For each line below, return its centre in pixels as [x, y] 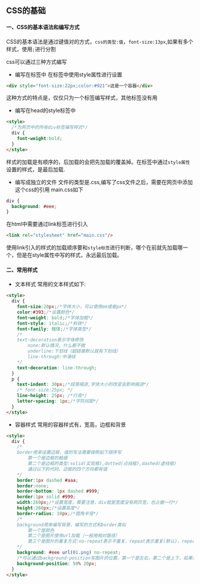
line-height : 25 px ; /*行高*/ [52, 396]
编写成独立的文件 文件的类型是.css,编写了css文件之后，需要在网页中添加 [104, 182]
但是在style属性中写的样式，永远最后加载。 [69, 255]
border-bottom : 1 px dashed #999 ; [58, 491]
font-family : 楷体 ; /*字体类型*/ [54, 329]
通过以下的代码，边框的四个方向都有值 [68, 469]
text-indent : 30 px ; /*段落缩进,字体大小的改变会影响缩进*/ [83, 384]
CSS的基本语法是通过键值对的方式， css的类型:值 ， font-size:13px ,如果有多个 [100, 41]
